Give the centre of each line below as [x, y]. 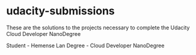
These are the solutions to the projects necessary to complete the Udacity [98, 27]
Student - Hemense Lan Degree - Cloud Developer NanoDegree [85, 45]
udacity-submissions [61, 11]
